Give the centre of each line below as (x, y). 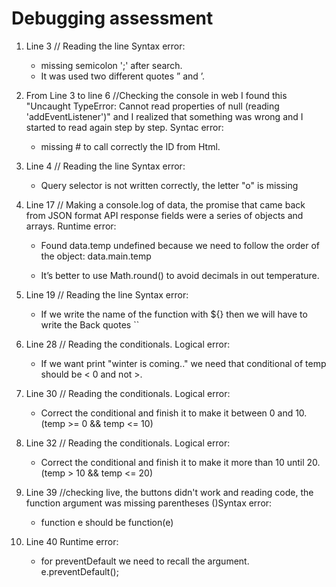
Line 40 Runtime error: (72, 541)
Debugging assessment (112, 18)
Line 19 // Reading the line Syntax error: (107, 294)
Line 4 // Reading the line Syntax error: (105, 166)
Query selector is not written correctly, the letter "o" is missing (169, 185)
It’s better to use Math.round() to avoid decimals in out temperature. (180, 275)
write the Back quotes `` (90, 324)
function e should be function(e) (107, 522)
